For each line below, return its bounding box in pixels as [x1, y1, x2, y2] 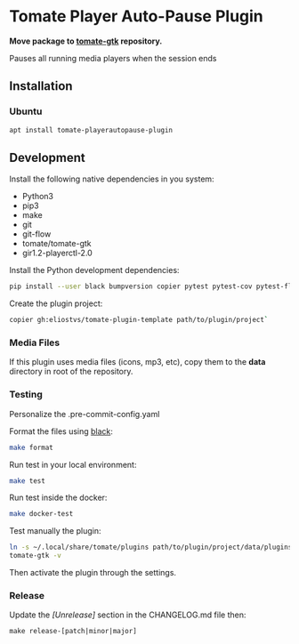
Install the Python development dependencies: [9, 265, 180, 276]
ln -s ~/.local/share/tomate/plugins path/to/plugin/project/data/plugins [9, 543, 293, 552]
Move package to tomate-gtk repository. [9, 36, 163, 46]
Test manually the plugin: [9, 526, 101, 536]
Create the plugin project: [9, 298, 103, 309]
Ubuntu [9, 105, 43, 117]
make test [9, 476, 46, 486]
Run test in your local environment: [9, 459, 137, 470]
